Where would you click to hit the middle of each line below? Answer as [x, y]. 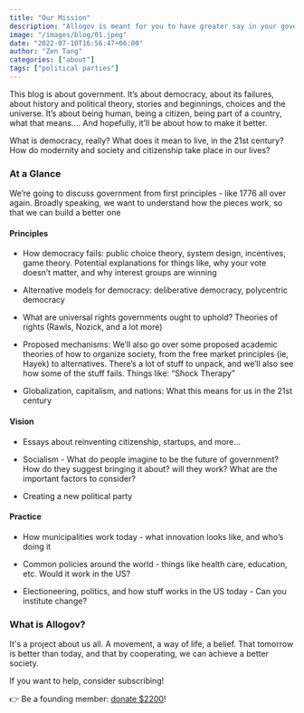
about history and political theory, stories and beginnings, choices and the [147, 103]
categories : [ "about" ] [52, 60]
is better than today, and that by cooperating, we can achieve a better [139, 654]
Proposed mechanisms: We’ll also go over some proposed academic [150, 344]
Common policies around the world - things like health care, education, [155, 564]
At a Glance [35, 173]
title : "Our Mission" [50, 18]
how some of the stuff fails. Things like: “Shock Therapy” [128, 373]
